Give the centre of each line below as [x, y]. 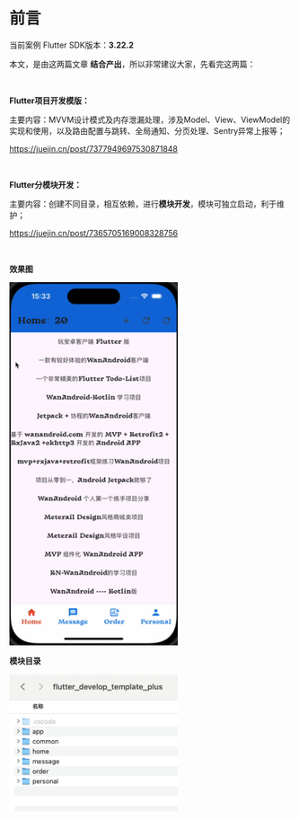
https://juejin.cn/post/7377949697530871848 [93, 148]
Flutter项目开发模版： [49, 101]
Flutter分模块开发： [46, 184]
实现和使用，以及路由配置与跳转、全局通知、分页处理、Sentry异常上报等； [147, 130]
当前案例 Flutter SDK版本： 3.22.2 [72, 45]
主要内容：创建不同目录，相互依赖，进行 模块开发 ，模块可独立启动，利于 [143, 204]
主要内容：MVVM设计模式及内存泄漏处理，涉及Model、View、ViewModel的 [149, 119]
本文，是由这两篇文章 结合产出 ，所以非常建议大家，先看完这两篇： [132, 64]
